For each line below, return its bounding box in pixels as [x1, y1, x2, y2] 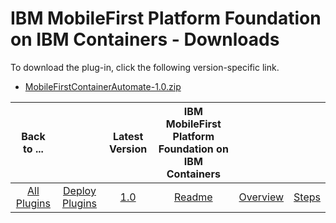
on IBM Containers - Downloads [10, 28, 280, 51]
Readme [173, 190, 213, 204]
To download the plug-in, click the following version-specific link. [10, 61, 280, 73]
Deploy [63, 183, 97, 197]
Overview [238, 190, 285, 204]
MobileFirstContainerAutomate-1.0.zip [24, 80, 182, 92]
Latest [112, 129, 144, 143]
